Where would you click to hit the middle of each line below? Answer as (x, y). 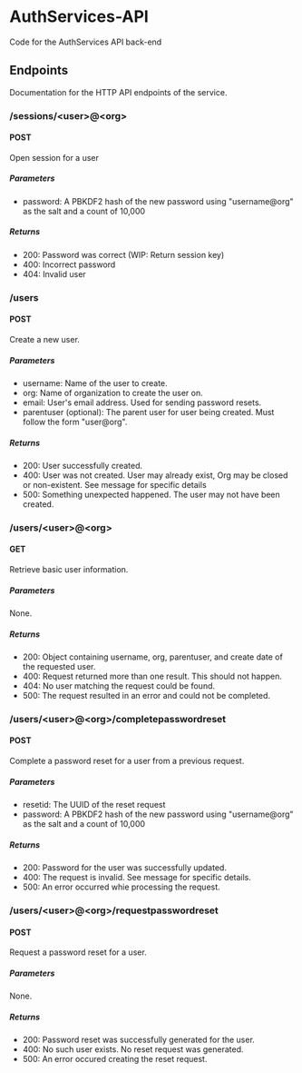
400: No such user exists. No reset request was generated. (133, 1049)
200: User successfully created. (83, 465)
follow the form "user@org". (75, 422)
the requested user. (59, 666)
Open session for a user (54, 157)
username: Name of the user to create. (95, 383)
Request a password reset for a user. (78, 952)
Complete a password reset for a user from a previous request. (127, 761)
